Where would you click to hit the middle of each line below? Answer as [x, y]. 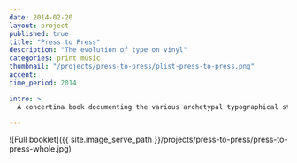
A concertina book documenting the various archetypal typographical [148, 107]
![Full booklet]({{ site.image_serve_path [81, 140]
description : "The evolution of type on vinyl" [99, 50]
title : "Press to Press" [55, 42]
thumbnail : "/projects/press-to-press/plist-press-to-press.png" [132, 67]
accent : [23, 75]
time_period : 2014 [43, 83]
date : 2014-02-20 [41, 17]
